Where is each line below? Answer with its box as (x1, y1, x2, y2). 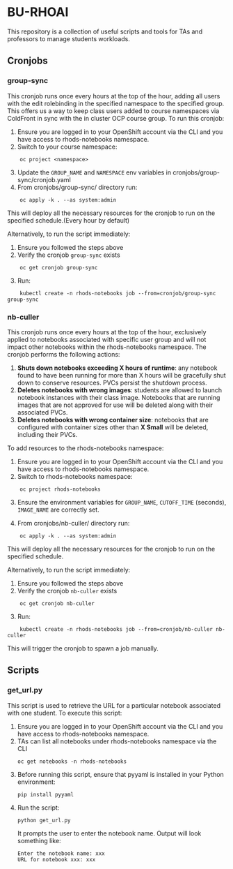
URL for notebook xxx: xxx (17, 856, 96, 863)
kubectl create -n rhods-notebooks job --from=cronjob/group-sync (19, 290, 216, 297)
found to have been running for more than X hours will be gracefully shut (17, 371, 226, 379)
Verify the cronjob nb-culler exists (17, 586, 118, 595)
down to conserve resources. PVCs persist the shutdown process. (17, 378, 207, 387)
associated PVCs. (17, 408, 68, 416)
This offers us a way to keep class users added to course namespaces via (7, 106, 220, 115)
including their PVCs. (17, 430, 78, 438)
